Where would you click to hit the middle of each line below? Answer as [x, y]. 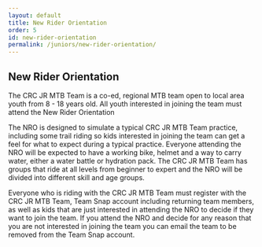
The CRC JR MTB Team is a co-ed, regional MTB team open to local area [126, 95]
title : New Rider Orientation [58, 23]
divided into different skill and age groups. [77, 177]
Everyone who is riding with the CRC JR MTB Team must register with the [127, 193]
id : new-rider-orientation [52, 37]
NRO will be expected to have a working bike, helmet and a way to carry [125, 152]
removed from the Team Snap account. [72, 234]
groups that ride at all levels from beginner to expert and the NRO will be [125, 169]
